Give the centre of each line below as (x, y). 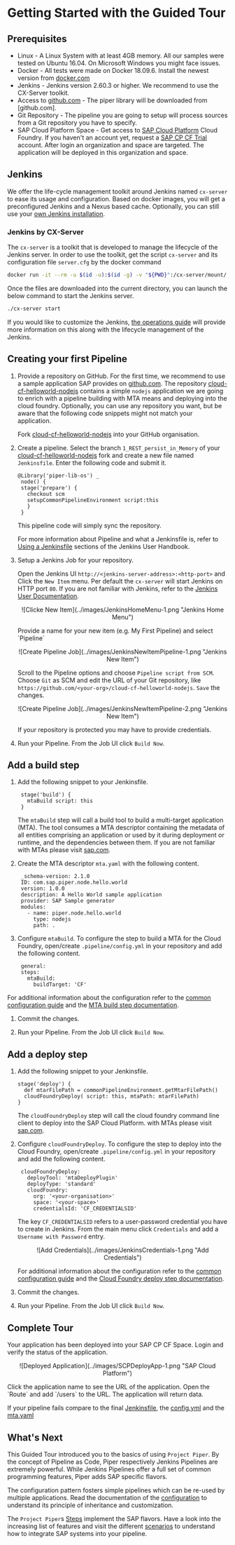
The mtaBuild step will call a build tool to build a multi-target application (120, 820)
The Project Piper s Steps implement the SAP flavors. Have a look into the (114, 1518)
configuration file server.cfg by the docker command (84, 262)
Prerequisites (37, 39)
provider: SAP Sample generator (68, 901)
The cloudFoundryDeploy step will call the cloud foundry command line (118, 1116)
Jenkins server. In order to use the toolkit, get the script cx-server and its (113, 255)
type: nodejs (52, 919)
